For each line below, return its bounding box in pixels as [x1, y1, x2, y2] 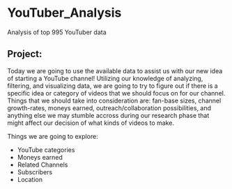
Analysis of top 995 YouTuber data [7, 28, 107, 36]
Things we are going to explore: [7, 132, 99, 140]
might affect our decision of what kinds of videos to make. [7, 119, 174, 127]
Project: [7, 48, 42, 60]
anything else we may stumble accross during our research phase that [7, 111, 210, 119]
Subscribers [17, 167, 53, 176]
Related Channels [17, 160, 68, 169]
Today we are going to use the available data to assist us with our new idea [7, 66, 223, 75]
